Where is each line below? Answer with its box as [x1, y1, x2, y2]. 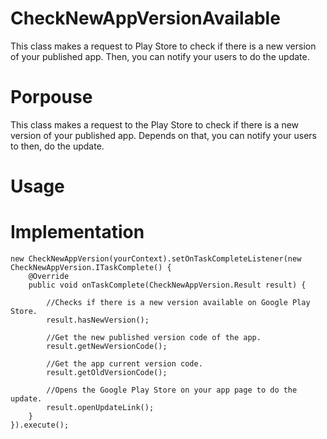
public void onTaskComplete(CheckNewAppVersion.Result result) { [28, 280, 307, 290]
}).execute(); [10, 420, 70, 430]
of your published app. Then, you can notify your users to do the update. [10, 50, 310, 62]
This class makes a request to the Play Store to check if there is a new [10, 118, 300, 131]
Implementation [10, 221, 145, 244]
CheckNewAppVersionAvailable [10, 7, 281, 30]
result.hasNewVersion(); [46, 315, 150, 325]
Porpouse [10, 86, 93, 109]
